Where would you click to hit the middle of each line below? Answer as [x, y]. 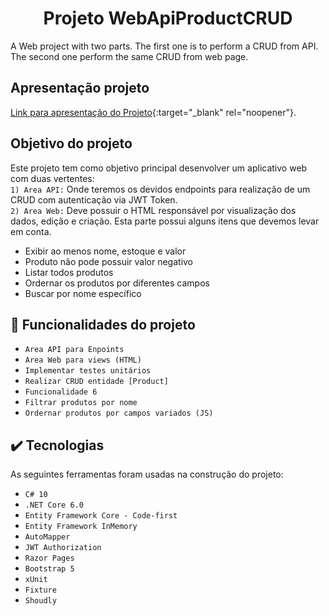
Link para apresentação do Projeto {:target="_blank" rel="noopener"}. [153, 112]
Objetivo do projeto [71, 143]
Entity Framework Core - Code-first [101, 516]
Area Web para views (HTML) [83, 360]
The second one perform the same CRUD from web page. [129, 56]
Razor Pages [49, 558]
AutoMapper [47, 537]
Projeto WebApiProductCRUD [168, 18]
